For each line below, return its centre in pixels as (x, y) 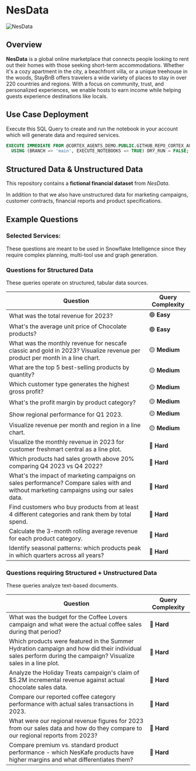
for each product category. (46, 539)
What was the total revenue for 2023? (61, 315)
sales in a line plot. (34, 663)
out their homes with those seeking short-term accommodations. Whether (95, 65)
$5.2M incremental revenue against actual (67, 680)
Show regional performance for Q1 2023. (66, 414)
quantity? (22, 375)
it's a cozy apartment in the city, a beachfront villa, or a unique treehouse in (97, 71)
